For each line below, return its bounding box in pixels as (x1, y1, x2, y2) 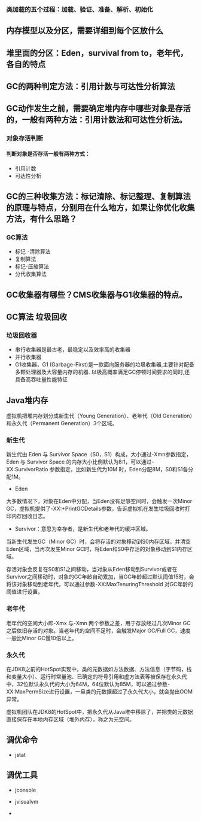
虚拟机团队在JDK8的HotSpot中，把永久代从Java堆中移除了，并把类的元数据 (6, 708, 193, 716)
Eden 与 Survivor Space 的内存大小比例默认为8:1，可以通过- (6, 458, 154, 465)
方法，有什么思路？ (6, 214, 77, 224)
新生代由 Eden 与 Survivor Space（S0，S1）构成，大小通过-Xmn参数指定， (6, 451, 192, 458)
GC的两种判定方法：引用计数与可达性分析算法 (6, 81, 175, 92)
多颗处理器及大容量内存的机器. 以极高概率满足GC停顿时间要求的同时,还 (14, 368, 190, 375)
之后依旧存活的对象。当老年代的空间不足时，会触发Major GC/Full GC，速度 (6, 627, 191, 634)
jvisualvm (14, 798, 39, 805)
